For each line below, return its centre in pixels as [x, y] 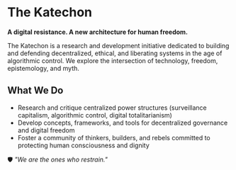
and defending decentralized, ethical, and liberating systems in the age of [115, 53]
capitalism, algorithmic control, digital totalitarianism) [95, 115]
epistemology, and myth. [44, 68]
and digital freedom [46, 130]
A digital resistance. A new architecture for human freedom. [98, 32]
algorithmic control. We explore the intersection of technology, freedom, [113, 60]
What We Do [35, 90]
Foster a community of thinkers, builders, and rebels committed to [114, 137]
